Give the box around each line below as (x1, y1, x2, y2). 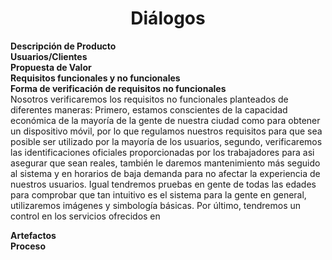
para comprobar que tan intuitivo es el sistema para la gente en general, (10, 188, 307, 201)
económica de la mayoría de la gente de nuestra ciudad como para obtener (10, 114, 321, 126)
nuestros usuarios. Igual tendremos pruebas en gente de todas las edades (10, 178, 317, 190)
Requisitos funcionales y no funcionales (10, 72, 181, 84)
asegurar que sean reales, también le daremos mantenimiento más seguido (10, 157, 321, 169)
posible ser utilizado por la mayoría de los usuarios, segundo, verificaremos (10, 135, 323, 147)
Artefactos (10, 229, 57, 241)
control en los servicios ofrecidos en (10, 210, 161, 222)
